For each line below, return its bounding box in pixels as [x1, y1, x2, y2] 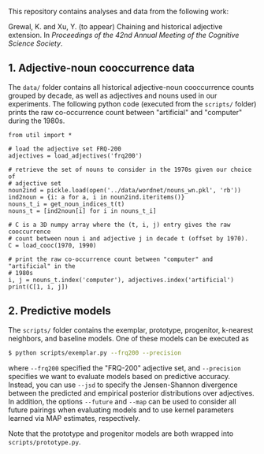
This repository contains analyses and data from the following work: [8, 7, 229, 16]
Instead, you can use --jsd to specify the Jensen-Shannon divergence [8, 380, 238, 389]
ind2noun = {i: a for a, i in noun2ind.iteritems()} [8, 193, 185, 201]
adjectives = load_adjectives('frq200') [8, 151, 143, 160]
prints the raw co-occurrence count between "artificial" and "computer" [8, 107, 243, 117]
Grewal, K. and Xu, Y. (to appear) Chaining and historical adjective [8, 22, 223, 31]
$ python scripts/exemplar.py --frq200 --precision [8, 348, 181, 357]
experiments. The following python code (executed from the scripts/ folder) [8, 99, 257, 109]
